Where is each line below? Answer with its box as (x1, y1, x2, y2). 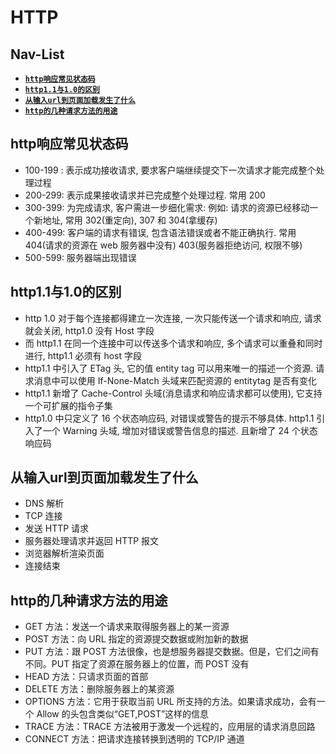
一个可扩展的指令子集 (24, 399, 113, 411)
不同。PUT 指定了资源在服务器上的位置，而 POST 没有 (24, 658, 250, 670)
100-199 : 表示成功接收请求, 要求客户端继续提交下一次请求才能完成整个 (24, 164, 317, 176)
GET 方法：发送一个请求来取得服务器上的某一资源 (24, 621, 230, 633)
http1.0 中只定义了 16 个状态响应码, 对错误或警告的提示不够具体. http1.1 (24, 412, 315, 424)
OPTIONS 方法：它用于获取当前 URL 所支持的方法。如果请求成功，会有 (24, 696, 317, 708)
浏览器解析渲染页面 (24, 547, 105, 560)
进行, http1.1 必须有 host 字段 (24, 349, 142, 361)
